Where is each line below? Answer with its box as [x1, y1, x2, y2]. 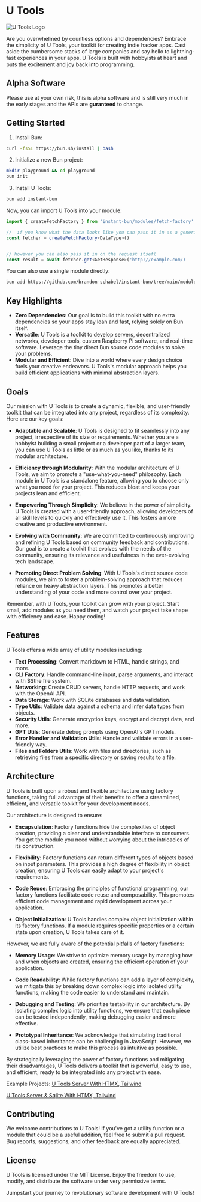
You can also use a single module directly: [6, 267, 111, 275]
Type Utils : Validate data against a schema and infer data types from [14, 703, 184, 710]
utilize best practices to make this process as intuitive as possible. [14, 1044, 178, 1051]
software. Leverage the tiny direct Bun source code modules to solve [14, 344, 185, 351]
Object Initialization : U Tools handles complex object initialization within [14, 915, 193, 923]
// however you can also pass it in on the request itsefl [6, 251, 157, 257]
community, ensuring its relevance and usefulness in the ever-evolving [14, 551, 190, 558]
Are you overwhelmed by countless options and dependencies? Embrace [6, 35, 187, 42]
